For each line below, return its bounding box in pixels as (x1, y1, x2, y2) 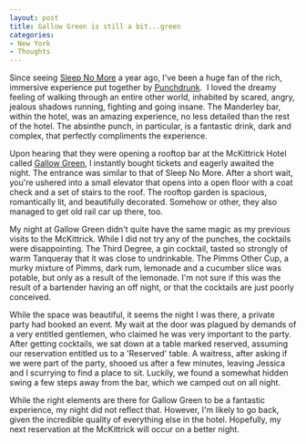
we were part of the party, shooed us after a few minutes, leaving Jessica (9, 357, 285, 369)
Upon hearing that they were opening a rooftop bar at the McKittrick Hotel (9, 148, 287, 160)
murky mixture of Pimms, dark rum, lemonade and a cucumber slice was (9, 263, 282, 274)
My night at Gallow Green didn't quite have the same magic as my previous (9, 224, 291, 235)
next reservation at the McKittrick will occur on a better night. (9, 424, 240, 435)
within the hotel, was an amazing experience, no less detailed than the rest (9, 111, 290, 122)
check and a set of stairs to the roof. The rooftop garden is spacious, (9, 187, 267, 198)
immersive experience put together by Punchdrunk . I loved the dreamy (9, 82, 277, 93)
